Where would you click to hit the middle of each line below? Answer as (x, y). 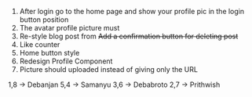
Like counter (40, 45)
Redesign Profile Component (66, 61)
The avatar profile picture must (69, 28)
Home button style (49, 53)
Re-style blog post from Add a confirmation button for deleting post (129, 36)
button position (44, 20)
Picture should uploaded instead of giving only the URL (109, 69)
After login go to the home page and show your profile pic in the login (132, 11)
